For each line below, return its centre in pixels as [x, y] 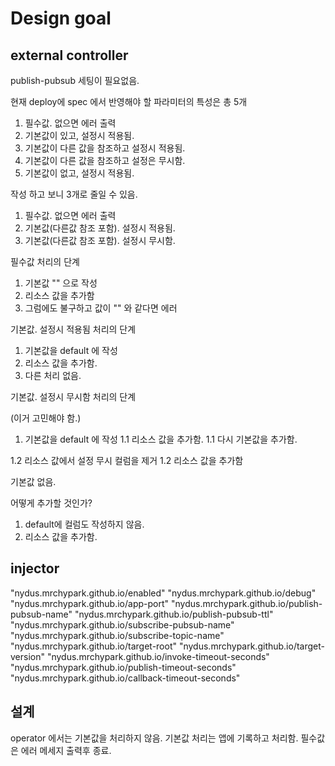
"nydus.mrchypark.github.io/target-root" [93, 646]
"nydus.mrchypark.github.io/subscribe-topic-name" [117, 635]
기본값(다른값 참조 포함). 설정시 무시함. [100, 240]
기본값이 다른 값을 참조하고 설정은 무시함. [105, 160]
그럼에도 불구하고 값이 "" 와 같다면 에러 [101, 308]
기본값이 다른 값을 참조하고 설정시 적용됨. [105, 148]
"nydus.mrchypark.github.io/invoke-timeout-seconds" [158, 656]
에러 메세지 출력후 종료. [66, 750]
